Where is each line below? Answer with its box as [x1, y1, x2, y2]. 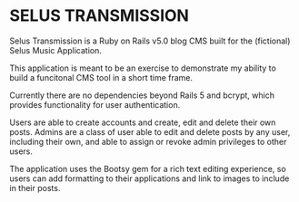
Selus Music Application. [9, 44, 103, 55]
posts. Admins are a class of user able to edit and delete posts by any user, [9, 126, 291, 137]
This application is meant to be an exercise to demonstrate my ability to [9, 63, 277, 73]
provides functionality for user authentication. [9, 99, 181, 110]
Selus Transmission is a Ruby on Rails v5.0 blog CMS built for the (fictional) [9, 35, 291, 46]
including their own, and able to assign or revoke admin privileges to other [9, 136, 287, 147]
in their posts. [9, 182, 61, 193]
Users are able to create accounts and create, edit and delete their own [9, 117, 276, 128]
